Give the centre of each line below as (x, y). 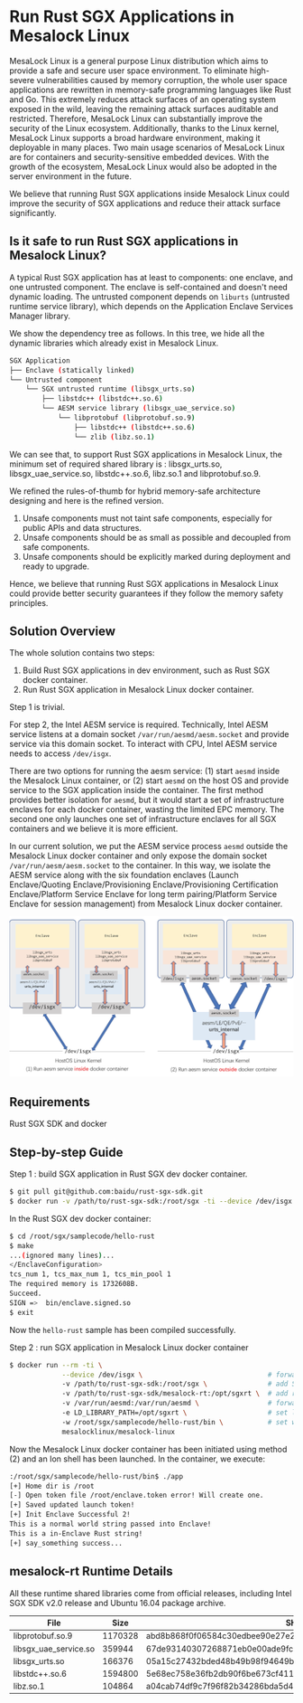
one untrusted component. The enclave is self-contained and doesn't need (149, 287)
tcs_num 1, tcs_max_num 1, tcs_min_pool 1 (90, 1274)
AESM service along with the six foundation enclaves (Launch (124, 875)
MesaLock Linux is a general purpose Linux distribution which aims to (139, 61)
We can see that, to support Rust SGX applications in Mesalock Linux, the (146, 454)
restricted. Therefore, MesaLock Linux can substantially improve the (136, 118)
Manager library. (40, 316)
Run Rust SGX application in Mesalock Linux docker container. (138, 690)
